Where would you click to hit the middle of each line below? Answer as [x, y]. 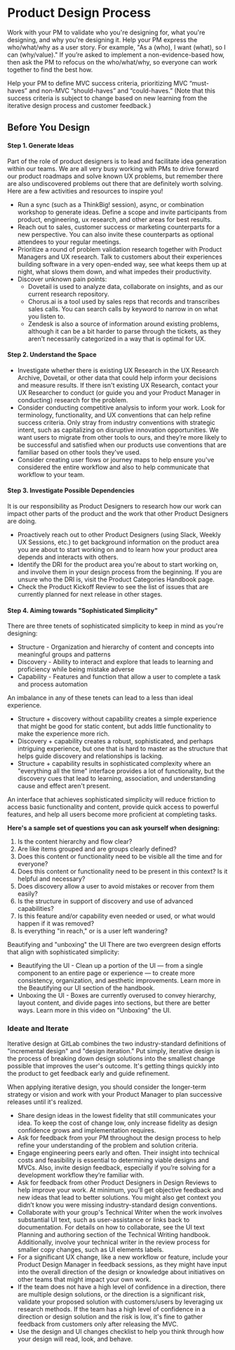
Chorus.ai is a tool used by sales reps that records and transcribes [124, 301]
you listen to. [46, 316]
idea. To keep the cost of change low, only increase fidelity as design [117, 1123]
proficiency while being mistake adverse [76, 669]
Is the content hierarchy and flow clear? [75, 842]
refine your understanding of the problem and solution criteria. [108, 1145]
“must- [199, 83]
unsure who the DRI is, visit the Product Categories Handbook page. [116, 579]
